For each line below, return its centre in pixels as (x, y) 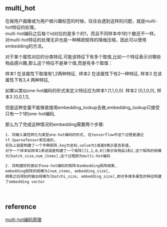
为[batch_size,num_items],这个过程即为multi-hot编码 (58, 156)
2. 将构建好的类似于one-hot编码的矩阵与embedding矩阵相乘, (61, 166)
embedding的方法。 (26, 46)
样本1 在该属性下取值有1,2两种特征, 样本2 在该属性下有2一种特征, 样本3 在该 (84, 73)
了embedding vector (25, 182)
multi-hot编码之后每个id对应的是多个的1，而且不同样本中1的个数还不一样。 (82, 33)
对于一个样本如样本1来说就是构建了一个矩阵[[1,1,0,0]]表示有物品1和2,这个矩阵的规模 (83, 151)
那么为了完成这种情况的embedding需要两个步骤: (55, 124)
